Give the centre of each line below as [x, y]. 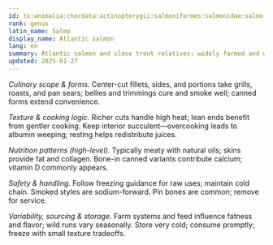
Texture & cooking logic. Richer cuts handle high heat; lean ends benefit [129, 117]
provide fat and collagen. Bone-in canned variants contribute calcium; [126, 158]
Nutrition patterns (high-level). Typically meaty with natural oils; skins [125, 150]
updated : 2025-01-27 [43, 62]
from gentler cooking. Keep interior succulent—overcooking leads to [123, 126]
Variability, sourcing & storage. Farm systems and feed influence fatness [130, 216]
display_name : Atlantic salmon [61, 39]
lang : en [23, 46]
